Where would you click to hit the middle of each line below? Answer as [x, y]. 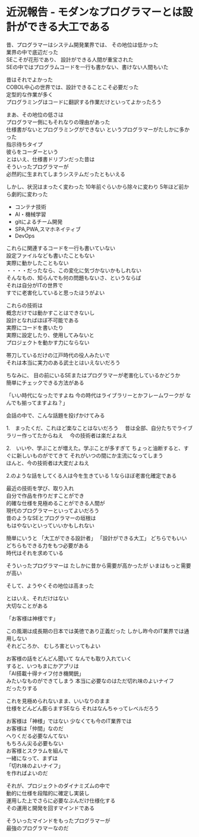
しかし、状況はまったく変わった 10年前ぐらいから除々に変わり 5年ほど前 [95, 186]
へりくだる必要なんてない [37, 736]
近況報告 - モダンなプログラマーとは [94, 12]
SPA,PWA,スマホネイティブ [48, 229]
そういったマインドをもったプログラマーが [58, 820]
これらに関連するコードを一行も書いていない [61, 248]
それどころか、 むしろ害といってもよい [53, 645]
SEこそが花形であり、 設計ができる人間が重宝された [70, 59]
